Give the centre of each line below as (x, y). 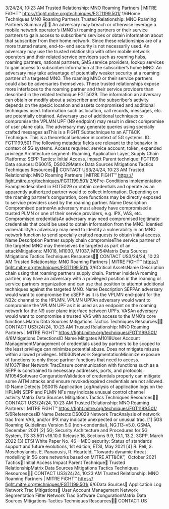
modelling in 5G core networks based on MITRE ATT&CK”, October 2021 (81, 457)
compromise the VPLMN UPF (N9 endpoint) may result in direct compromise (85, 121)
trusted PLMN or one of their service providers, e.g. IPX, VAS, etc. (74, 213)
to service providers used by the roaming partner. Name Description (76, 203)
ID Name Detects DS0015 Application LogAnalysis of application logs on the (84, 387)
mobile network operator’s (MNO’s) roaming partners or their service (76, 30)
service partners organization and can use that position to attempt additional (85, 284)
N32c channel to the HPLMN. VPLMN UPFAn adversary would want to (78, 300)
